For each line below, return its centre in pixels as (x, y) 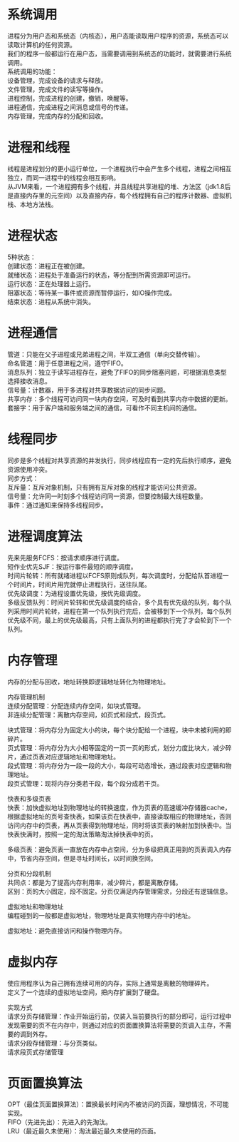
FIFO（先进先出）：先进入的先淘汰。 (59, 1122)
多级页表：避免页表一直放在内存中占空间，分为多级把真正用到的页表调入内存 (119, 849)
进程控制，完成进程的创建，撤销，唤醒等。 (70, 98)
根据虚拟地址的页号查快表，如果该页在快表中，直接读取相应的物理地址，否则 (119, 816)
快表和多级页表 (29, 798)
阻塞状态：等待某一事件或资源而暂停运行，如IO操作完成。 (92, 293)
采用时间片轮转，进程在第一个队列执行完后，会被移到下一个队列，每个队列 (122, 611)
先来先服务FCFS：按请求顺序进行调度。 (65, 557)
